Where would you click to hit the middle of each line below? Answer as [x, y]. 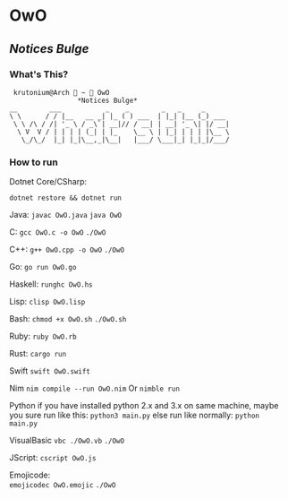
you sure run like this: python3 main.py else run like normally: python [134, 415]
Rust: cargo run [38, 354]
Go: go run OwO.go [43, 267]
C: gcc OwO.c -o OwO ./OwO [58, 232]
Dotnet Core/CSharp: [48, 182]
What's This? [39, 74]
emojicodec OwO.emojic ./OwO [63, 486]
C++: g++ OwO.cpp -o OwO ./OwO [67, 249]
